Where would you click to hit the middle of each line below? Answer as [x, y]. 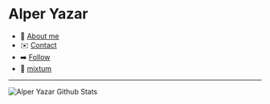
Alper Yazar [48, 14]
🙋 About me [39, 36]
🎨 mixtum [36, 68]
